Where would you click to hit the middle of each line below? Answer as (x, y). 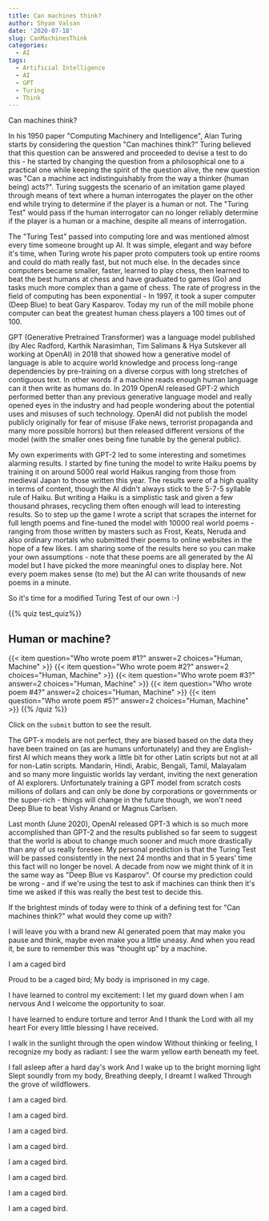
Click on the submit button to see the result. (80, 725)
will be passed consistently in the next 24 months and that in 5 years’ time (130, 858)
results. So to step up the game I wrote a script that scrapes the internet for (132, 514)
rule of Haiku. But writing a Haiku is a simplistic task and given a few (121, 498)
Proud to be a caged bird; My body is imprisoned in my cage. (109, 980)
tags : (17, 61)
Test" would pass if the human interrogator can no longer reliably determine (133, 212)
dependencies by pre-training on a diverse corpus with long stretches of (128, 371)
